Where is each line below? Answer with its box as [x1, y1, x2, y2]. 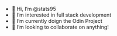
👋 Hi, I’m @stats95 [11, 6, 57, 12]
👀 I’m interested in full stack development [11, 11, 112, 18]
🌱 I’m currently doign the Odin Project [11, 18, 102, 24]
